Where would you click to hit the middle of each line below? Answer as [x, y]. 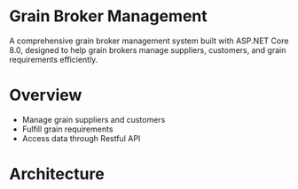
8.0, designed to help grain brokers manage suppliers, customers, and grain [148, 49]
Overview [46, 95]
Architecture [57, 174]
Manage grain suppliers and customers [94, 119]
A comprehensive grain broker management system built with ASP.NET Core [149, 41]
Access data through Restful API [81, 138]
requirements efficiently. [54, 59]
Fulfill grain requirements [67, 129]
